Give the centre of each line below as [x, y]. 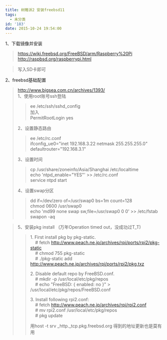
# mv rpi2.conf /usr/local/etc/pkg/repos [76, 310]
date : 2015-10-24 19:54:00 [33, 29]
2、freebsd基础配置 [26, 80]
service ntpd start [48, 180]
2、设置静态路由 [34, 128]
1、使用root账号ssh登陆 [42, 96]
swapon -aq [43, 217]
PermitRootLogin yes [52, 118]
